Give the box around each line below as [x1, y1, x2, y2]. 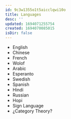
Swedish [12, 76, 30, 82]
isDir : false [5, 30, 32, 35]
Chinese [12, 49, 30, 55]
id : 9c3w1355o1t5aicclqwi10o [5, 7, 66, 12]
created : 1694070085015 [5, 26, 55, 31]
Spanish [12, 81, 29, 87]
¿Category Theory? [12, 108, 52, 114]
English [12, 44, 28, 50]
